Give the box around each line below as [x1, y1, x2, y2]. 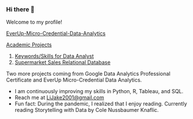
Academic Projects [6, 41, 52, 49]
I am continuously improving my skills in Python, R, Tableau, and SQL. [14, 88, 184, 95]
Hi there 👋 [6, 5, 35, 13]
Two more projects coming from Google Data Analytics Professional [6, 70, 171, 77]
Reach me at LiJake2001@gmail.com [14, 94, 105, 101]
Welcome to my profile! [6, 19, 63, 26]
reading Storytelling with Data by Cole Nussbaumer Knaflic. [14, 107, 159, 114]
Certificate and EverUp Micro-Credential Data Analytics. [6, 76, 142, 84]
